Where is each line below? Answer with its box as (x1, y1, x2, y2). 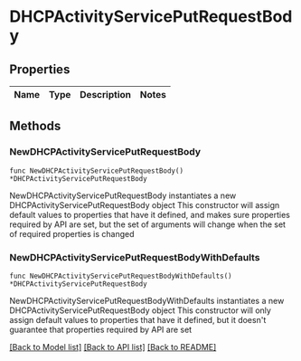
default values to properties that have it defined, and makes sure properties (9, 209, 291, 220)
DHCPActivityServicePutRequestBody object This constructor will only (9, 305, 271, 316)
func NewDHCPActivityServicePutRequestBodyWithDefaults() (9, 271, 232, 280)
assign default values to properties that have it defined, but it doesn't (9, 314, 267, 325)
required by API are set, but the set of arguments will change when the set (9, 219, 287, 230)
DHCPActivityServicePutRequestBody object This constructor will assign (9, 199, 280, 210)
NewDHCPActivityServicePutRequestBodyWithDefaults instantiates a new (9, 295, 285, 306)
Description (80, 89, 131, 100)
